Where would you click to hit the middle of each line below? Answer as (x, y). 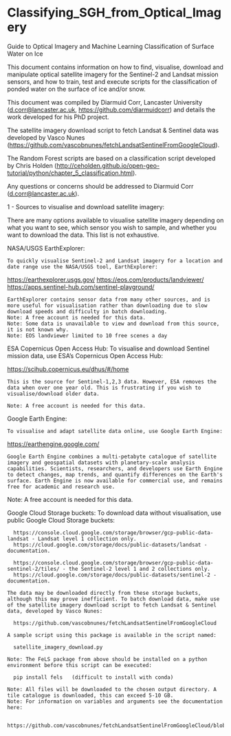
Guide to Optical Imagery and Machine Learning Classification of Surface (111, 46)
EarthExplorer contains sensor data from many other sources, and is (109, 299)
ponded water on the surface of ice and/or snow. (76, 89)
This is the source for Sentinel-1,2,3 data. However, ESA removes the (112, 381)
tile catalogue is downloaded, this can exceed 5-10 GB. (90, 695)
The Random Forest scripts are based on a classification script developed (111, 158)
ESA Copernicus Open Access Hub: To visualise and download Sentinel (108, 348)
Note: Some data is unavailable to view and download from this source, (113, 324)
